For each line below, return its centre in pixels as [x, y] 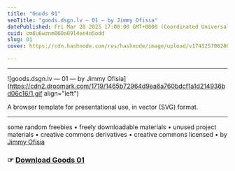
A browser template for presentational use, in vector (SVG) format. [103, 107]
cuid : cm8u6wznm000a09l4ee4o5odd [56, 33]
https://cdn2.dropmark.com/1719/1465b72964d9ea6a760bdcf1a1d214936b [117, 86]
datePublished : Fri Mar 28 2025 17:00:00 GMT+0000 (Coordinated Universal [119, 27]
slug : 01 [20, 40]
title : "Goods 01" [34, 14]
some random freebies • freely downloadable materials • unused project [112, 127]
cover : [17, 46]
